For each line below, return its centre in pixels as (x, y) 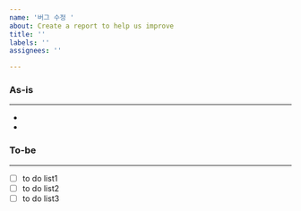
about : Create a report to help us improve (92, 26)
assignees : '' (36, 51)
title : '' (28, 34)
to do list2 (41, 188)
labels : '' (30, 42)
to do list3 (41, 198)
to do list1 (40, 178)
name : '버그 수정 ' (42, 17)
